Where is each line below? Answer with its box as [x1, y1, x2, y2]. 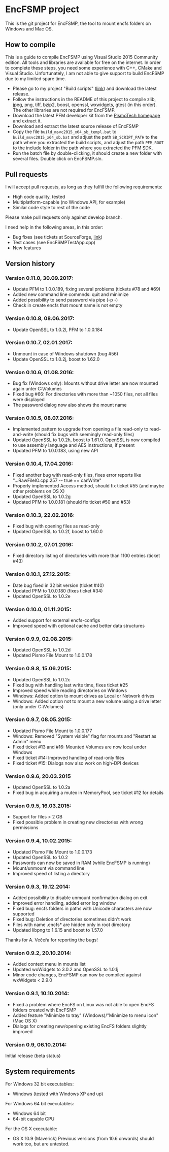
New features [12, 245, 42, 251]
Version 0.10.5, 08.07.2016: [5, 415, 74, 422]
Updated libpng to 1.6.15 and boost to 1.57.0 [12, 927, 103, 933]
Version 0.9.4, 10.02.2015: [5, 837, 72, 844]
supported [12, 911, 35, 917]
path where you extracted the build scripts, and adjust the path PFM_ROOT [12, 139, 164, 145]
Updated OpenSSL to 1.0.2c [12, 676, 71, 682]
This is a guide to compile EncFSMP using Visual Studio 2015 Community [5, 54, 158, 60]
